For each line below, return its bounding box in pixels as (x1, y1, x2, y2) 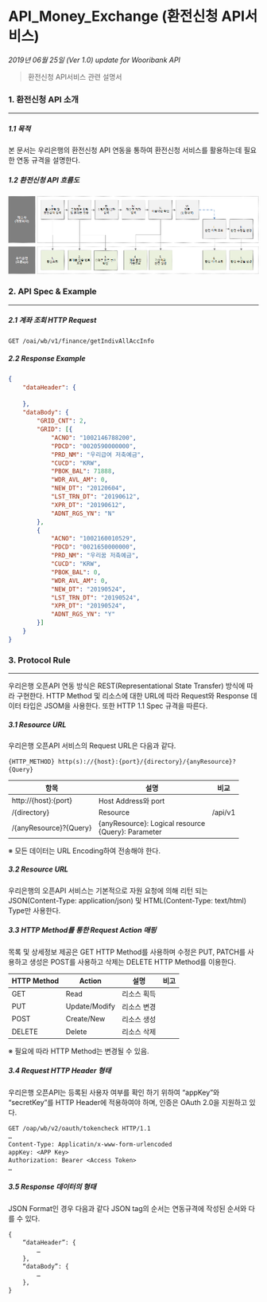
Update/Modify (65, 1001, 115, 1011)
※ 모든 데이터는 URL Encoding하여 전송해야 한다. (8, 846, 161, 856)
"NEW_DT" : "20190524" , (50, 585, 126, 593)
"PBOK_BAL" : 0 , (50, 568, 102, 576)
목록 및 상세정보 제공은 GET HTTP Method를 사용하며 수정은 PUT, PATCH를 (8, 946, 246, 957)
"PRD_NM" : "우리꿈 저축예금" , (50, 552, 139, 560)
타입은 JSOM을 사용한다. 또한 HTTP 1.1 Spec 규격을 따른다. (22, 701, 208, 710)
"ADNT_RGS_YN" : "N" (50, 509, 115, 517)
